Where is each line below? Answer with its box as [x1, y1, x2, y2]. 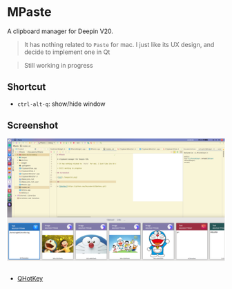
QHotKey [17, 274, 43, 283]
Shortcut [7, 81, 46, 93]
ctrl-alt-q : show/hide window [17, 100, 106, 108]
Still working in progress [23, 61, 93, 69]
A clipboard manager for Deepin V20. [7, 27, 114, 35]
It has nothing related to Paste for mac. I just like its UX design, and [23, 40, 215, 48]
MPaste [7, 4, 52, 20]
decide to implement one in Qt [23, 48, 110, 56]
